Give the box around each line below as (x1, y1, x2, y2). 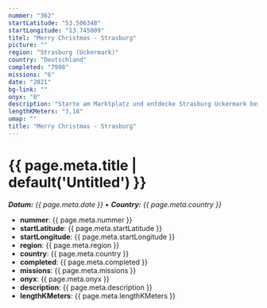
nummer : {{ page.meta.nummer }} (19, 215, 133, 225)
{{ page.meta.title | (8, 156, 137, 175)
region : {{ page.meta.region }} (19, 240, 120, 250)
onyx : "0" (8, 93, 41, 101)
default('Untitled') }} (8, 173, 147, 191)
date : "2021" (8, 78, 52, 86)
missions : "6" (8, 71, 56, 79)
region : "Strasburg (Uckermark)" (8, 48, 119, 56)
